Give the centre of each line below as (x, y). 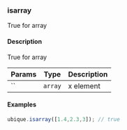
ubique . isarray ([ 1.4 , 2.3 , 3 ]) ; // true (63, 119)
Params (24, 74)
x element (84, 86)
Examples (22, 105)
